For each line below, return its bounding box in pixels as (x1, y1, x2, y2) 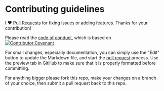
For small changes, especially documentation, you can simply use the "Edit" (5, 49, 160, 55)
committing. (5, 65, 30, 71)
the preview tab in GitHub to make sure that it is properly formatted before (5, 60, 156, 66)
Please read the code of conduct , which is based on (5, 35, 111, 41)
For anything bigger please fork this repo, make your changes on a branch (5, 75, 157, 81)
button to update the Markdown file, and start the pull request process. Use (5, 54, 159, 60)
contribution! (5, 25, 31, 31)
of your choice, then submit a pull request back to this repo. (5, 80, 127, 86)
